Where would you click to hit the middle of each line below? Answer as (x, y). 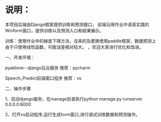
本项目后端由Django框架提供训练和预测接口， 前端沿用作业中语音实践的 (77, 24)
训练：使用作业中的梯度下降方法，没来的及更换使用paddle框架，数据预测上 (81, 41)
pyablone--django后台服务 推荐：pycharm (48, 68)
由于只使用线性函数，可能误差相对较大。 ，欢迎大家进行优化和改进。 (74, 47)
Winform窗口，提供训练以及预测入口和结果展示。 (55, 30)
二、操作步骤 (18, 88)
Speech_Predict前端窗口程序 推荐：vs (43, 78)
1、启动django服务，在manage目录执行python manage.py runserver (74, 99)
